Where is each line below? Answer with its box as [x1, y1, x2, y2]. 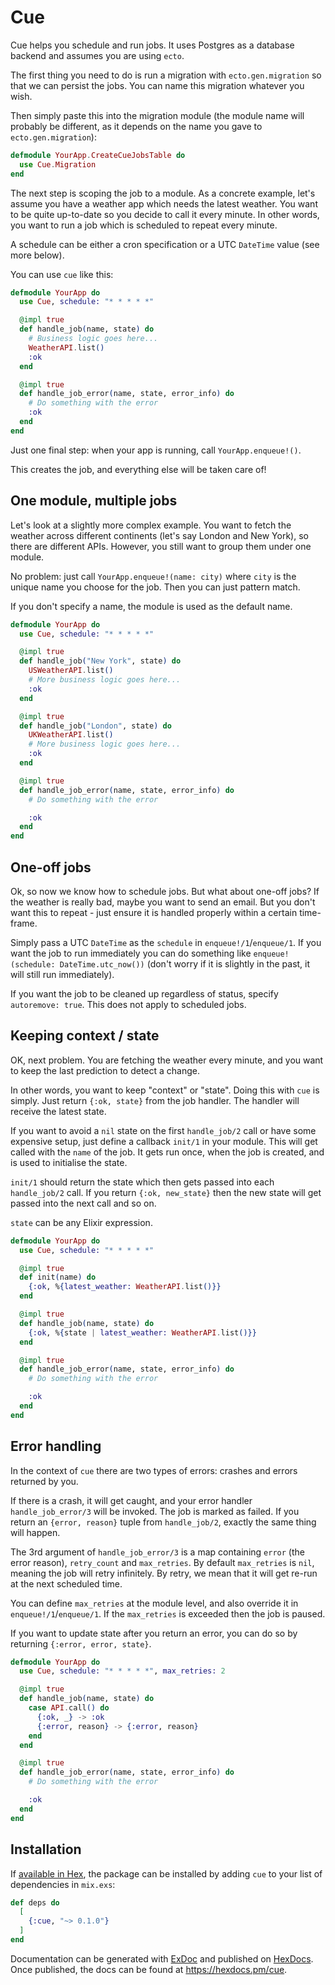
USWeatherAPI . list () [28, 666, 114, 676]
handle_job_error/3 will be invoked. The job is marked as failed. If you [10, 1505, 300, 1517]
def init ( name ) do [19, 1272, 97, 1283]
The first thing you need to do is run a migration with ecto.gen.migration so [10, 69, 322, 81]
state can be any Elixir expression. [10, 1216, 153, 1228]
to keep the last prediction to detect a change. [10, 1064, 201, 1076]
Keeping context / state [10, 1027, 160, 1045]
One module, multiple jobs [10, 492, 178, 510]
